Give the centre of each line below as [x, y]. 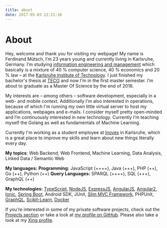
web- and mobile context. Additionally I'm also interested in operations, [79, 101]
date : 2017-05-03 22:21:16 [34, 15]
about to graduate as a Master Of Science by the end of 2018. [70, 86]
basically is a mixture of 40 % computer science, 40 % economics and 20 [82, 70]
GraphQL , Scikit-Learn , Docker [37, 200]
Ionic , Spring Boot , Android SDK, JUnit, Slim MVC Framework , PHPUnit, [80, 194]
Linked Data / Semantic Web [35, 159]
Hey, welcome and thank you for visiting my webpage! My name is [74, 54]
